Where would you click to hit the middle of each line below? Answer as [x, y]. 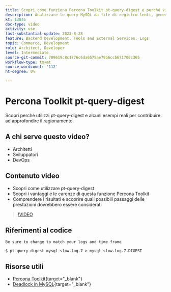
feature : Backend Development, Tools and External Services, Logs [77, 39]
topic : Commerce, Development [37, 43]
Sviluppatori [25, 154]
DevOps [21, 160]
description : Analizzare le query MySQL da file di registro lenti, [79, 15]
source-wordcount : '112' [32, 67]
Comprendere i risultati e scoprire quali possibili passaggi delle [79, 199]
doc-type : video [22, 24]
